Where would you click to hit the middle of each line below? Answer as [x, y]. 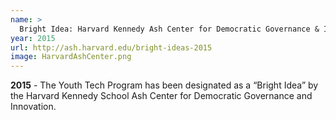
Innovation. [33, 107]
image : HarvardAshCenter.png [71, 57]
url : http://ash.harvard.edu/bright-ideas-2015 [111, 47]
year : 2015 [33, 38]
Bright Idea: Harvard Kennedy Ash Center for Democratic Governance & [169, 29]
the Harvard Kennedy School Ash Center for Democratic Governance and [161, 96]
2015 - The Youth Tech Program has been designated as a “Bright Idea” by [164, 85]
